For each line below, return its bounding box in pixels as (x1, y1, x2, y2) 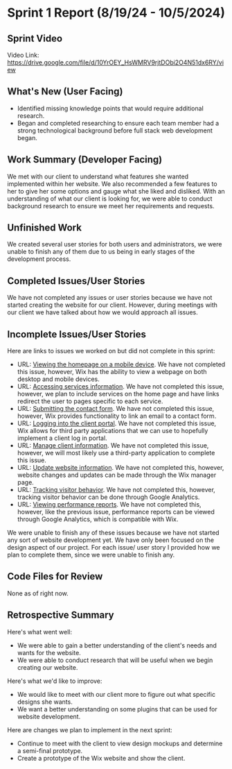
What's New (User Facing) (7, 85, 123, 98)
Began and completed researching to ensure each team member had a (17, 119, 220, 127)
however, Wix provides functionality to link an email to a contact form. (17, 412, 217, 421)
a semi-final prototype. (17, 746, 83, 754)
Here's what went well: (7, 627, 73, 636)
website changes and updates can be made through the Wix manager (17, 471, 217, 480)
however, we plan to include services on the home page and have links (17, 390, 220, 398)
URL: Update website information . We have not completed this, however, (17, 464, 224, 472)
